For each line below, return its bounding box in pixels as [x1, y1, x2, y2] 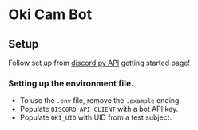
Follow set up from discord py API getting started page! [8, 58, 190, 67]
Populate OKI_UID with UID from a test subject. [19, 113, 172, 122]
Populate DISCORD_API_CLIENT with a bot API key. [19, 105, 179, 114]
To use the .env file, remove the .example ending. [19, 96, 182, 105]
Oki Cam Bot [8, 6, 93, 24]
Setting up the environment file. [8, 78, 134, 89]
